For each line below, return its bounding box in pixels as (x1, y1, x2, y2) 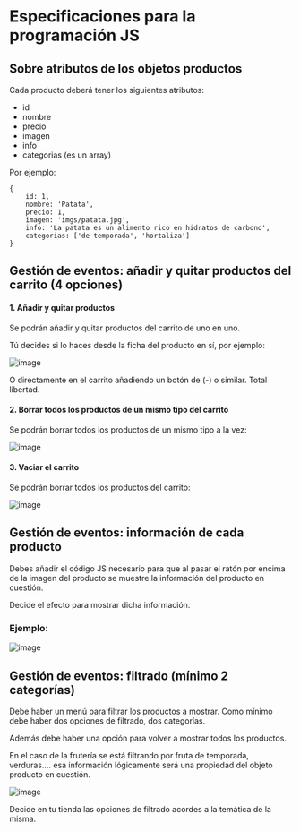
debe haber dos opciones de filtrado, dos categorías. (9, 715, 206, 726)
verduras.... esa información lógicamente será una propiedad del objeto (9, 759, 273, 770)
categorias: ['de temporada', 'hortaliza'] (25, 231, 191, 240)
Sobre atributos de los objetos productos (9, 61, 243, 76)
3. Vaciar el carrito (9, 462, 80, 473)
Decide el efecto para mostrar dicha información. (9, 599, 191, 610)
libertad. (9, 383, 40, 395)
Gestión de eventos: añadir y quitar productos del (9, 263, 292, 278)
